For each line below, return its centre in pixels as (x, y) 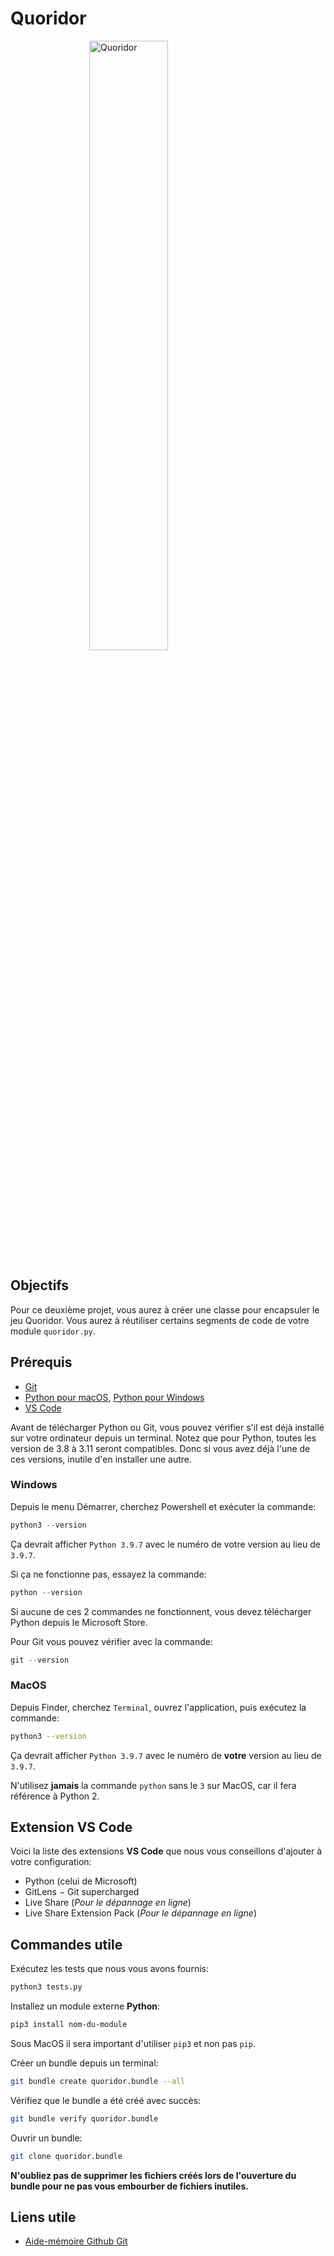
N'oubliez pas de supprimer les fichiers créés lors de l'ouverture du (153, 2175)
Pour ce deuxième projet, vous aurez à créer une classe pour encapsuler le (165, 1309)
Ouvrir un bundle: (46, 2138)
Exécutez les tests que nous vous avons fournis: (109, 1969)
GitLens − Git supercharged (82, 1892)
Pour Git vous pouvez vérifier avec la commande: (112, 1641)
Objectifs (40, 1285)
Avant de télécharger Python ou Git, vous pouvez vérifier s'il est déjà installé (167, 1427)
